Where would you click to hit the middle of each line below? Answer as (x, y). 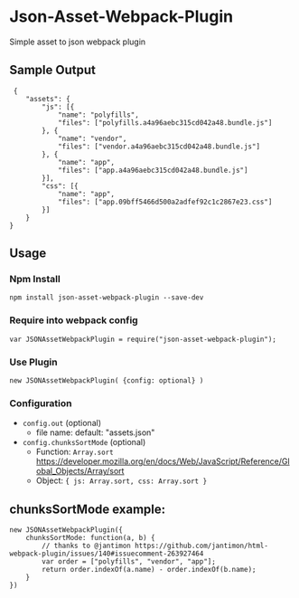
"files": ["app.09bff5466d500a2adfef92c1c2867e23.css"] (165, 202)
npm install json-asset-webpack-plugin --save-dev (107, 298)
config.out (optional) (62, 423)
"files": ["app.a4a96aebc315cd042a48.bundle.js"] (153, 170)
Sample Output (53, 70)
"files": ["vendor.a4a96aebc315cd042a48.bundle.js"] (159, 147)
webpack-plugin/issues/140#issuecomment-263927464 (107, 554)
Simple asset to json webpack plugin (78, 42)
